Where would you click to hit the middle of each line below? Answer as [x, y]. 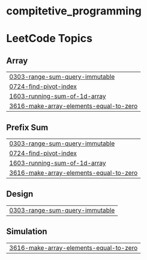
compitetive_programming [74, 11]
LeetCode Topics [49, 39]
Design [20, 194]
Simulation [27, 231]
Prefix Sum [27, 127]
